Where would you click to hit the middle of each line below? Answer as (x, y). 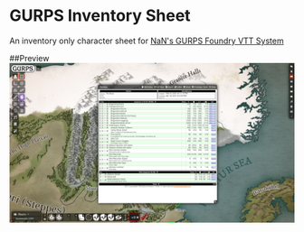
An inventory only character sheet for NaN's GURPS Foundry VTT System (147, 41)
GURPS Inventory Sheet (100, 16)
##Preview (29, 58)
